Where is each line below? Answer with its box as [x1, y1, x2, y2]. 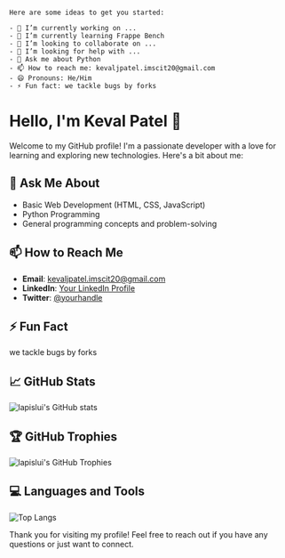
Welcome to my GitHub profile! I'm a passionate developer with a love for [9, 140, 277, 151]
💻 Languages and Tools [9, 484, 145, 499]
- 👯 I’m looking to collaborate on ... [9, 39, 157, 48]
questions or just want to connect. [9, 538, 135, 549]
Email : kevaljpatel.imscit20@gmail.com [21, 273, 166, 284]
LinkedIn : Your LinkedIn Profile [21, 282, 136, 294]
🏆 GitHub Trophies [9, 429, 118, 444]
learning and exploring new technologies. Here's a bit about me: [9, 150, 244, 160]
